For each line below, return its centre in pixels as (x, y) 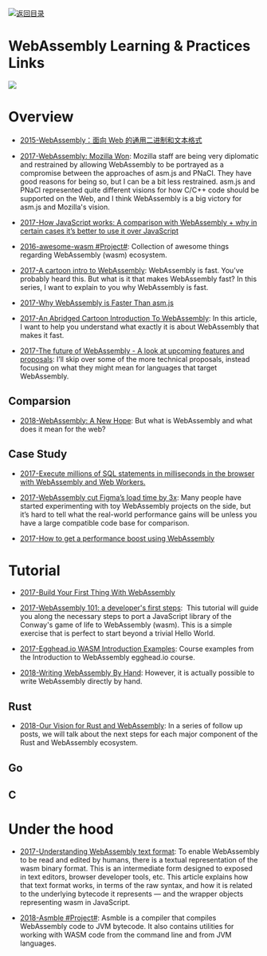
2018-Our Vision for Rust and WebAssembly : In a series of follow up (131, 726)
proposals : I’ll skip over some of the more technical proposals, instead (135, 359)
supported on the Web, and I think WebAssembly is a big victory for (131, 198)
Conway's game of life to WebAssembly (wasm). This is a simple (126, 625)
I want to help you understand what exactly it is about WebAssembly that (139, 327)
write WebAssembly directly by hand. (81, 681)
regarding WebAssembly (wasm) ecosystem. (93, 255)
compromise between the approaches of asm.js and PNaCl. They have (136, 173)
